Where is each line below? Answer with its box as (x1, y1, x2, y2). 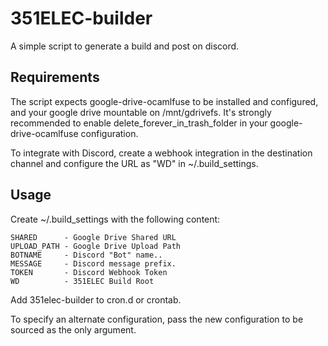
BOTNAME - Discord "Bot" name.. (10, 250, 163, 260)
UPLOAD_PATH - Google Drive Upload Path (10, 241, 182, 251)
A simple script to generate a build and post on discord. (10, 40, 240, 52)
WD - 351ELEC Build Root (10, 276, 155, 286)
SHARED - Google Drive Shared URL (10, 232, 177, 242)
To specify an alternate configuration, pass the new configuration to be (10, 313, 304, 325)
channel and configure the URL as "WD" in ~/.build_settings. (10, 157, 259, 169)
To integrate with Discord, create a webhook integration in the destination (10, 147, 313, 159)
